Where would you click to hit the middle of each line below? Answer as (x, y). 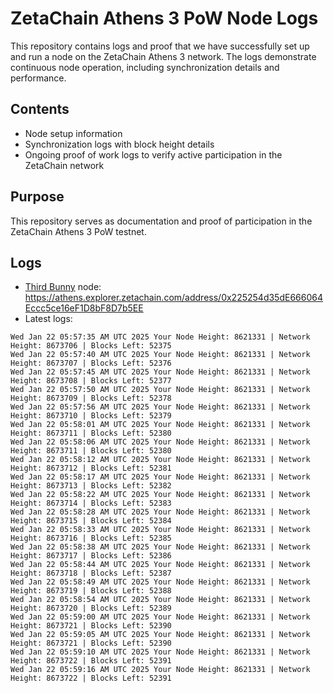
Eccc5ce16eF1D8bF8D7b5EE (84, 308)
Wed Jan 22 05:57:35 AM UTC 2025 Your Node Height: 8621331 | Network (160, 337)
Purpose (37, 197)
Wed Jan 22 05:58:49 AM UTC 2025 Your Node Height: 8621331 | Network (160, 582)
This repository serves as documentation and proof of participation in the (161, 221)
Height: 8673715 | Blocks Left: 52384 (91, 521)
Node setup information (73, 133)
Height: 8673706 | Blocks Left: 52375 (91, 346)
